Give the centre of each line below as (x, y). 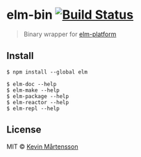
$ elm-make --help (33, 90)
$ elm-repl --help (33, 108)
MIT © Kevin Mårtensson (42, 147)
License (24, 130)
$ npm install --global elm (47, 72)
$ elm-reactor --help (38, 102)
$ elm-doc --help (32, 84)
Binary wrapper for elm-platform (70, 34)
